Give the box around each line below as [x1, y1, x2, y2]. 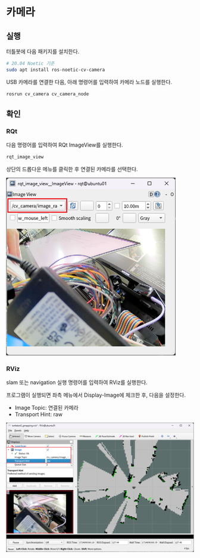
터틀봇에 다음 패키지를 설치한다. [6, 48, 80, 55]
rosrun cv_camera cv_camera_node [6, 91, 89, 97]
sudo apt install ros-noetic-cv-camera [6, 67, 105, 73]
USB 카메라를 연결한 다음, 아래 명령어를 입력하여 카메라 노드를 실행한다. [6, 78, 173, 85]
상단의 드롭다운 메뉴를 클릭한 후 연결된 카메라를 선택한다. [6, 166, 138, 173]
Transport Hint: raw [14, 411, 63, 418]
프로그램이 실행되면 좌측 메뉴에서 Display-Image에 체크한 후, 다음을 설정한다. [6, 391, 186, 399]
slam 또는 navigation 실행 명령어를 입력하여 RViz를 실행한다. [6, 379, 148, 386]
